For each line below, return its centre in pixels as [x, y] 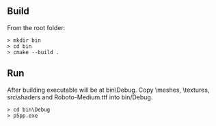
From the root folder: [36, 27]
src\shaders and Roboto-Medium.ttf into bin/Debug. [80, 97]
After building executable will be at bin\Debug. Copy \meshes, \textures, [108, 90]
